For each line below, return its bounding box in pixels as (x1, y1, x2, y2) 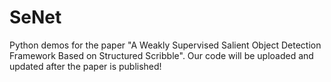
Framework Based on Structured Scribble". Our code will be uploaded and (9, 49, 314, 61)
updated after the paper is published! (9, 60, 162, 72)
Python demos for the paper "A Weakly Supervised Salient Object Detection (9, 39, 322, 51)
